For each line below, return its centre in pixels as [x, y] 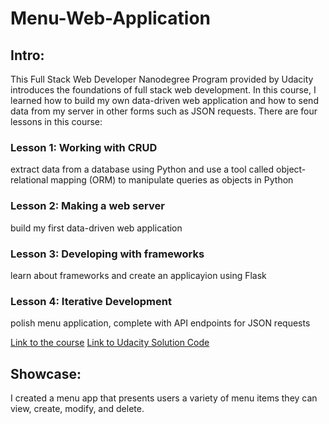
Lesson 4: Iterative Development [91, 301]
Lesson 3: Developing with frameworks [107, 254]
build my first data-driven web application [96, 228]
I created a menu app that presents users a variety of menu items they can [164, 398]
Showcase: [46, 373]
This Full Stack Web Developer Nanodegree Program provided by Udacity [162, 79]
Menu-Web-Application [111, 18]
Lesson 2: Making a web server [87, 206]
